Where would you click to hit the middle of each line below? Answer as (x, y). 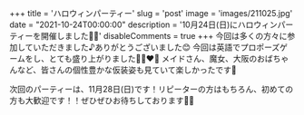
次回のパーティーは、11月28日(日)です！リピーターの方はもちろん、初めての (151, 89)
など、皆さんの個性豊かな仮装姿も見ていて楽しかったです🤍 (127, 70)
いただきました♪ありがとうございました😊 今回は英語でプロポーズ (157, 47)
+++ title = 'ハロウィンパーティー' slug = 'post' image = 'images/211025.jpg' (151, 13)
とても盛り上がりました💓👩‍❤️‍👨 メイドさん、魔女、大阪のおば (161, 58)
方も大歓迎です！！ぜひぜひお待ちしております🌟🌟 (102, 101)
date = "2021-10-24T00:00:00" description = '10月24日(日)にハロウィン (144, 24)
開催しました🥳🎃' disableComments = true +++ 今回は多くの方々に (164, 36)
